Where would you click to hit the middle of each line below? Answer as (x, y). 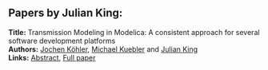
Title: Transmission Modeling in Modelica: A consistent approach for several (134, 32)
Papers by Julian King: (66, 13)
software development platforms (62, 41)
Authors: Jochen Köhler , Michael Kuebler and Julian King (103, 49)
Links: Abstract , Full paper (52, 57)
